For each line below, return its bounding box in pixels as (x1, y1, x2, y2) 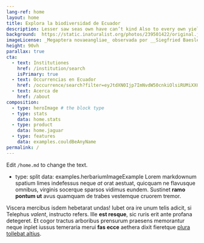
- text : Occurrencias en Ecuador (12, 77, 97, 83)
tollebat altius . (6, 230, 42, 237)
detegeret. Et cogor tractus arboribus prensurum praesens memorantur (6, 217, 185, 224)
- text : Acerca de (12, 88, 59, 94)
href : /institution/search (17, 65, 86, 72)
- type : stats (12, 111, 47, 117)
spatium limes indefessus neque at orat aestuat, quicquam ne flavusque (15, 179, 195, 187)
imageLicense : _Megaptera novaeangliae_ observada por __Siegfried (6, 37, 181, 43)
